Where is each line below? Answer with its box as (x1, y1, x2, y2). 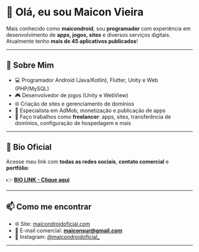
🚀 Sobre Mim (6, 60, 54, 71)
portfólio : (6, 164, 30, 171)
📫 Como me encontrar (6, 202, 92, 212)
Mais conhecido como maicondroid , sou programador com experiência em (6, 25, 191, 32)
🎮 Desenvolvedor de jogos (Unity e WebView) (14, 91, 129, 98)
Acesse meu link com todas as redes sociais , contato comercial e (6, 158, 169, 165)
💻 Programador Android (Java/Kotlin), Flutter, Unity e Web (14, 76, 158, 84)
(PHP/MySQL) (14, 85, 49, 92)
